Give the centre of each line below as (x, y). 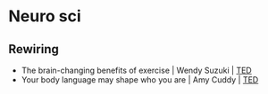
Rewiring (33, 49)
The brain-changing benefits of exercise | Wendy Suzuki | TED (136, 70)
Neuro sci (45, 16)
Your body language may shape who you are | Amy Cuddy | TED (140, 80)
